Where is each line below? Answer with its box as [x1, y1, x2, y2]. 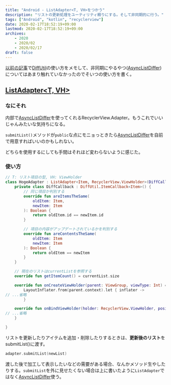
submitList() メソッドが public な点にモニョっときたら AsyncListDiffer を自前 [5, 132, 163, 138]
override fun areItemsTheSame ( [23, 194, 90, 199]
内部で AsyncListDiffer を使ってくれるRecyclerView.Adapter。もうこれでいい [5, 115, 163, 121]
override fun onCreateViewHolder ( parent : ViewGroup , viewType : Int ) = [14, 283, 167, 288]
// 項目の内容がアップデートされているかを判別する [23, 227, 118, 232]
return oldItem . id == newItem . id [32, 213, 103, 218]
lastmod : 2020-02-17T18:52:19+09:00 [5, 26, 83, 32]
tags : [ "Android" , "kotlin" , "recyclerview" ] [5, 17, 103, 22]
